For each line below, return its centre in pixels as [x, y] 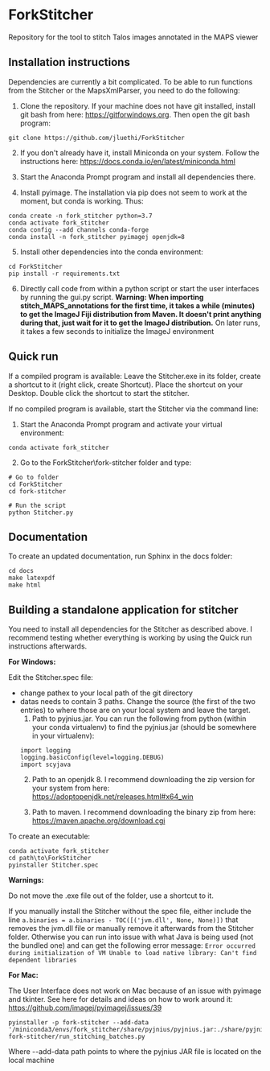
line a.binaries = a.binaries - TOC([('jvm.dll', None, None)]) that [123, 920]
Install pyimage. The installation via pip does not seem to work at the [133, 192]
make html [25, 585]
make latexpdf [32, 578]
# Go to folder [34, 477]
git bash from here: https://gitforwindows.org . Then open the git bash [135, 114]
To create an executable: [49, 836]
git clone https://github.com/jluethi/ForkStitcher [96, 138]
